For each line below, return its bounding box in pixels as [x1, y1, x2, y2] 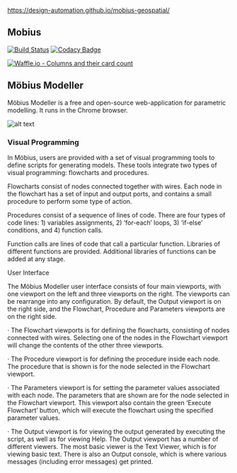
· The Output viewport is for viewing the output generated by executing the [7, 427, 226, 435]
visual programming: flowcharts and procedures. [7, 168, 150, 176]
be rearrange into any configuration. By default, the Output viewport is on [7, 297, 221, 305]
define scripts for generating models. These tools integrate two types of [7, 161, 217, 169]
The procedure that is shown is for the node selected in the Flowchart [7, 362, 211, 370]
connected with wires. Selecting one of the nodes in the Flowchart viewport [7, 333, 229, 342]
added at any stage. [7, 254, 66, 263]
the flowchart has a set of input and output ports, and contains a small [7, 189, 212, 198]
